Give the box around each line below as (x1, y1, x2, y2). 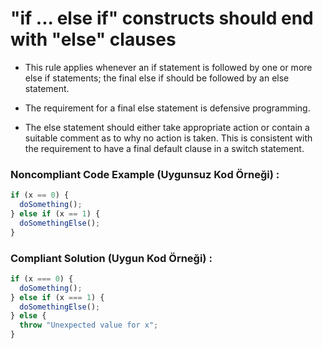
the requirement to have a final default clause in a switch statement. (24, 142, 305, 154)
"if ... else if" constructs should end (10, 7, 314, 30)
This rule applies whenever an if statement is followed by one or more (24, 61, 313, 73)
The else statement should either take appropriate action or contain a (24, 121, 310, 133)
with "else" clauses (10, 28, 177, 51)
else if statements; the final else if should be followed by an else (24, 72, 290, 84)
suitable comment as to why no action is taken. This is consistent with (24, 132, 313, 144)
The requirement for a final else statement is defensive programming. (24, 102, 311, 114)
